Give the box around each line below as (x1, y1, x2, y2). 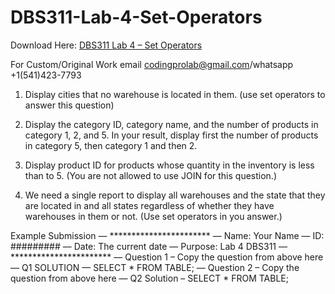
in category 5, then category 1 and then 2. (24, 139, 198, 151)
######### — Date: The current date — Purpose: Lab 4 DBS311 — (10, 240, 288, 252)
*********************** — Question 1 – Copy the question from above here (10, 251, 324, 263)
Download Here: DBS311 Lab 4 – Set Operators (10, 39, 203, 51)
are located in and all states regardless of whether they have (24, 199, 275, 211)
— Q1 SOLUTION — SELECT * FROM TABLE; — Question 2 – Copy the (10, 261, 300, 273)
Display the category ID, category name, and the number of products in (24, 118, 319, 130)
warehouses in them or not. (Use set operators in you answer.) (24, 210, 283, 222)
